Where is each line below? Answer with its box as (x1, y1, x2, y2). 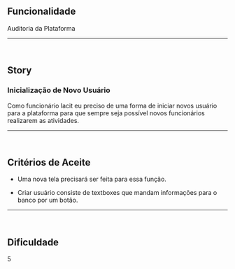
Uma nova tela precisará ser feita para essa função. (17, 175, 166, 184)
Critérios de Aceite (7, 157, 91, 168)
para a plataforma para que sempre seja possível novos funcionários (7, 108, 205, 117)
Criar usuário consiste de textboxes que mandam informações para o (17, 189, 218, 197)
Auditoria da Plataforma (7, 24, 76, 32)
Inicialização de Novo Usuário (7, 85, 111, 95)
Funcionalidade (7, 6, 76, 17)
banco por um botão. (17, 196, 78, 205)
